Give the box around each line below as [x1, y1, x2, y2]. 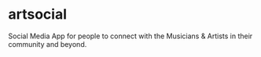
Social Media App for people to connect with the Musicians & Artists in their [8, 31, 253, 41]
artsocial [8, 5, 68, 23]
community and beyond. [8, 39, 87, 48]
